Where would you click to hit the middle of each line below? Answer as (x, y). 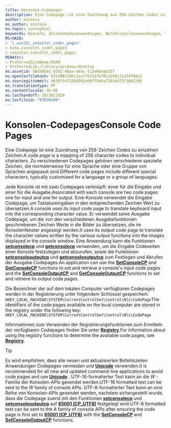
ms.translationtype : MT (31, 85)
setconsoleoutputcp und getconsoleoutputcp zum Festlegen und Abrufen (84, 257)
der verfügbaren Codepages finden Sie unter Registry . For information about (85, 330)
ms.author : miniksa (26, 24)
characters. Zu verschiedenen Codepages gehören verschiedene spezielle (83, 161)
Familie (13, 382)
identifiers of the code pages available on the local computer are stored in (83, 305)
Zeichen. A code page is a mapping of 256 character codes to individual (80, 155)
